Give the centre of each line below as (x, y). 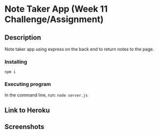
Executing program (28, 84)
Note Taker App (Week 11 (56, 9)
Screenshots (24, 127)
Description (23, 37)
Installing (16, 62)
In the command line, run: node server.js (46, 95)
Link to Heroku (27, 110)
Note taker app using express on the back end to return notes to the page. (79, 49)
